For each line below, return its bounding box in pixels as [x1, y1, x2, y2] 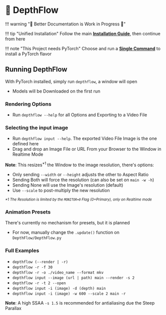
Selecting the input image [5, 124, 68, 131]
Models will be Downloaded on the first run [12, 88, 101, 94]
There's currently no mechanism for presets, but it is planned [5, 220, 130, 226]
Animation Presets [5, 209, 51, 215]
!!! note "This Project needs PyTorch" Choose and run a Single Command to [5, 45, 161, 51]
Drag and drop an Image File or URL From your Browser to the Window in [12, 146, 162, 152]
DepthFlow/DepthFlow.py [12, 236, 62, 241]
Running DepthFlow [5, 65, 68, 74]
